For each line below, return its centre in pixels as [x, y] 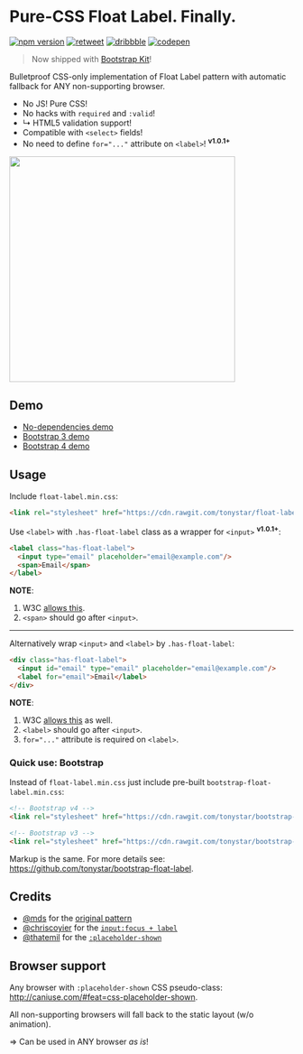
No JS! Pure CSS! [55, 103]
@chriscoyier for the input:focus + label [100, 928]
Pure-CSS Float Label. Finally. [123, 17]
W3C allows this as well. [67, 720]
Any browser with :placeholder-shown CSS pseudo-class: [116, 988]
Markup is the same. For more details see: [87, 858]
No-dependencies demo [68, 427]
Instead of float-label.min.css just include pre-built [107, 782]
